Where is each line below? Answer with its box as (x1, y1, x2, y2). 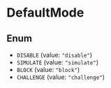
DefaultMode (6, 5, 84, 21)
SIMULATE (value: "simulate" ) (16, 58, 99, 67)
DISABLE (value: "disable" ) (16, 51, 92, 59)
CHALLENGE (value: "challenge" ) (16, 73, 105, 81)
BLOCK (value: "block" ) (16, 66, 80, 73)
